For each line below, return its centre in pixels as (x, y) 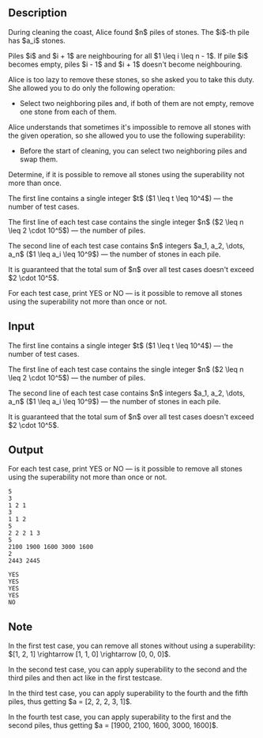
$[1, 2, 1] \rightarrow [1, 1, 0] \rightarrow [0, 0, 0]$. (90, 654)
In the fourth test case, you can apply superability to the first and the (120, 717)
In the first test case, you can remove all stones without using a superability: (132, 646)
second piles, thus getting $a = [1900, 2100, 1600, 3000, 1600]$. (113, 725)
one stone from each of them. (68, 112)
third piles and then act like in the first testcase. (85, 678)
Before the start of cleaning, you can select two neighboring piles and (133, 150)
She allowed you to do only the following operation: (92, 88)
